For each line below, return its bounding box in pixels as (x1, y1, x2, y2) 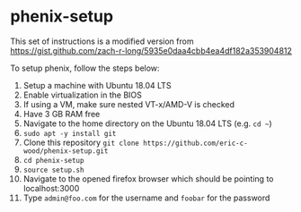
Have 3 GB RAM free (22, 108, 101, 119)
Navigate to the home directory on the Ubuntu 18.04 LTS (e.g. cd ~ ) (22, 118, 272, 129)
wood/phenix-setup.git (22, 146, 109, 156)
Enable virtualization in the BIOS (22, 89, 142, 100)
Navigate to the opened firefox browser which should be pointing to (22, 173, 274, 184)
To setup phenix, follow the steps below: (10, 63, 160, 73)
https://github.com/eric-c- (143, 139, 248, 148)
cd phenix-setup (22, 156, 84, 165)
